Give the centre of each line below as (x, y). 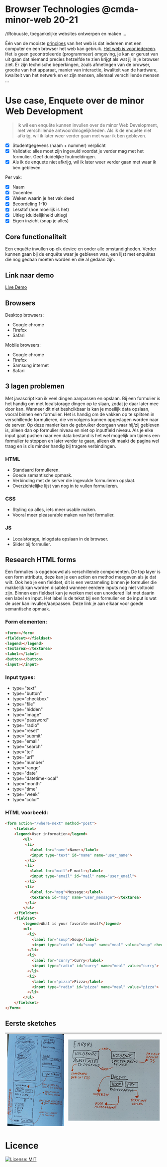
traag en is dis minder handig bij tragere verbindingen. (61, 446)
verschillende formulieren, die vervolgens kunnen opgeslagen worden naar (82, 419)
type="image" (27, 715)
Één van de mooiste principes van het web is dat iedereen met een (73, 43)
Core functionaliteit (36, 237)
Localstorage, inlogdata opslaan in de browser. (60, 539)
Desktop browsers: (25, 315)
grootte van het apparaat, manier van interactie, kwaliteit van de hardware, (82, 70)
